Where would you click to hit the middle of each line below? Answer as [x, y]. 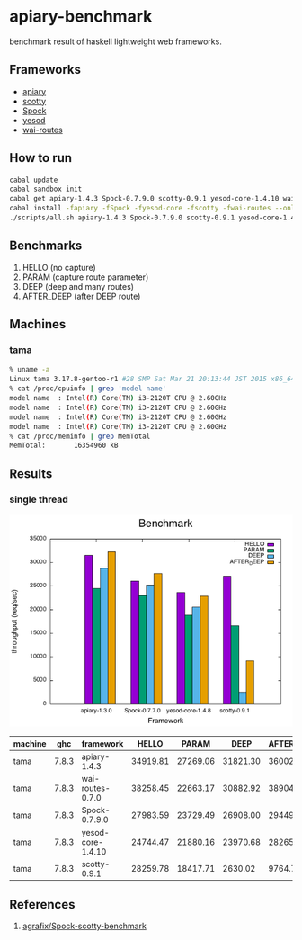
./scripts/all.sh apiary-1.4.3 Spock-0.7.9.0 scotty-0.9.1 [122, 218]
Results [31, 474]
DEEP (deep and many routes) [78, 286]
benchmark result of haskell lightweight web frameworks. [115, 41]
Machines [38, 324]
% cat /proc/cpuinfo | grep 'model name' [88, 389]
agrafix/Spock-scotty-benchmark [84, 926]
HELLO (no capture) [59, 267]
